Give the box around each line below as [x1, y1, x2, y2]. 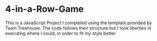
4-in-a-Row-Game [5, 3, 84, 15]
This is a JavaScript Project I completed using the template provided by [5, 20, 152, 26]
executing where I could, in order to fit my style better [5, 30, 116, 36]
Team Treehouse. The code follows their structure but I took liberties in [5, 25, 151, 31]
